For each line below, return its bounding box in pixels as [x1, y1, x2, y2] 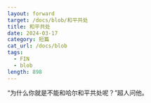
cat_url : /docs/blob [7, 42, 68, 49]
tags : [7, 49, 23, 56]
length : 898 [7, 68, 42, 75]
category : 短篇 [7, 36, 50, 43]
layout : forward [7, 10, 55, 17]
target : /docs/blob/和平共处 [7, 17, 88, 24]
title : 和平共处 [7, 23, 51, 30]
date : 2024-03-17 [7, 29, 58, 37]
